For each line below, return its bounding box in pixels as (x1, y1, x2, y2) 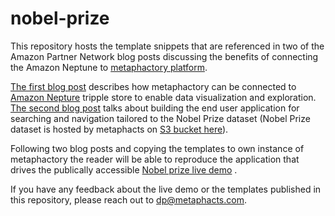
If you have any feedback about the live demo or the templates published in (10, 183, 322, 195)
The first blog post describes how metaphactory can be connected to (10, 80, 297, 92)
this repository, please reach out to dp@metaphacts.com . (10, 193, 247, 206)
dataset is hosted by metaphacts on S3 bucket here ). (10, 123, 229, 135)
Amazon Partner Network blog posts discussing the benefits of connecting (10, 50, 319, 62)
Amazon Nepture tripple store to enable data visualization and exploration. (10, 91, 317, 103)
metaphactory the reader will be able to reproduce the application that (10, 153, 300, 165)
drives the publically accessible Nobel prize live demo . (10, 163, 238, 176)
